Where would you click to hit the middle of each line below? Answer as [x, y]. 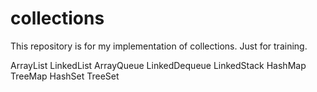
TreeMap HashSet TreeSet [65, 76]
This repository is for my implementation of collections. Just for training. [159, 46]
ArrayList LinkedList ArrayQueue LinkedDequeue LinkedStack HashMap [158, 65]
